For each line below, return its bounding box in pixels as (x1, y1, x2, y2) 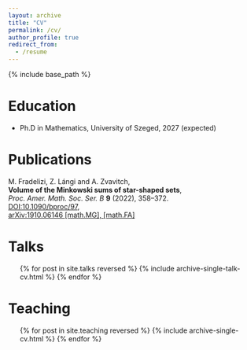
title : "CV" (8, 19, 47, 27)
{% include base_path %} (8, 70, 91, 79)
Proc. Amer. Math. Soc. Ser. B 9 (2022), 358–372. (8, 193, 169, 203)
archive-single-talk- (175, 263, 241, 273)
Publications (8, 151, 92, 169)
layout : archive (8, 11, 61, 20)
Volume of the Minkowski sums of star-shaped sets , (8, 185, 182, 194)
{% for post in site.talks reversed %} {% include (19, 263, 175, 273)
